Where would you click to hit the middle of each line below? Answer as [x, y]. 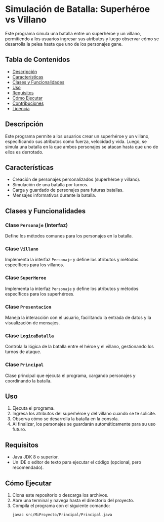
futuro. [19, 429]
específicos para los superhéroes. [40, 294]
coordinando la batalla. [28, 380]
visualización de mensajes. [33, 323]
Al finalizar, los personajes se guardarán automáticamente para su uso [84, 424]
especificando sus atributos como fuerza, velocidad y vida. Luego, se [76, 141]
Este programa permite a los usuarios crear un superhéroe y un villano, [77, 136]
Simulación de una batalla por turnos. [50, 185]
